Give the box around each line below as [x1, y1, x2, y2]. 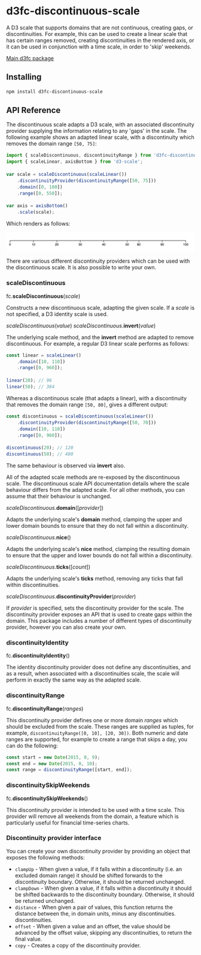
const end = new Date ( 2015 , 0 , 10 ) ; [6, 761, 98, 767]
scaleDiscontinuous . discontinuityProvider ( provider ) [6, 593, 136, 600]
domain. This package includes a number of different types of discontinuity [6, 618, 192, 625]
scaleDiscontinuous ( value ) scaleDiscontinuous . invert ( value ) [6, 322, 156, 329]
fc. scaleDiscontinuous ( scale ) [6, 292, 81, 300]
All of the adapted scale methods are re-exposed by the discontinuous [6, 474, 181, 481]
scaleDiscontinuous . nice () [6, 534, 71, 541]
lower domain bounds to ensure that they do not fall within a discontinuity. [6, 522, 188, 530]
